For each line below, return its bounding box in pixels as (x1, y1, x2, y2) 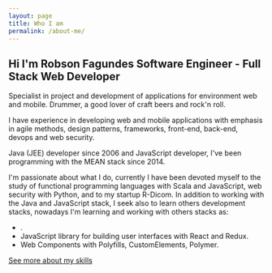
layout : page (8, 11, 53, 20)
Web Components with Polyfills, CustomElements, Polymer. (19, 240, 219, 250)
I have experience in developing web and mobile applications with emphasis (8, 115, 263, 126)
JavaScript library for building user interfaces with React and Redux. (19, 232, 249, 241)
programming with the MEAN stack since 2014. (8, 157, 166, 167)
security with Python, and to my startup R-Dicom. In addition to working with (8, 190, 265, 199)
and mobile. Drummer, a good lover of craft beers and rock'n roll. (8, 100, 226, 109)
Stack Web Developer (8, 70, 120, 83)
